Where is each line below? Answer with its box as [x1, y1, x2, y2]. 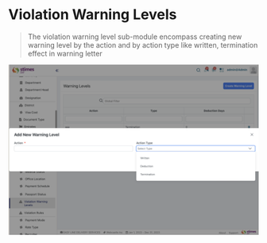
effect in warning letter [27, 48, 103, 58]
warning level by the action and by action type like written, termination [27, 40, 258, 49]
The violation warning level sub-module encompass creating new [27, 32, 242, 41]
